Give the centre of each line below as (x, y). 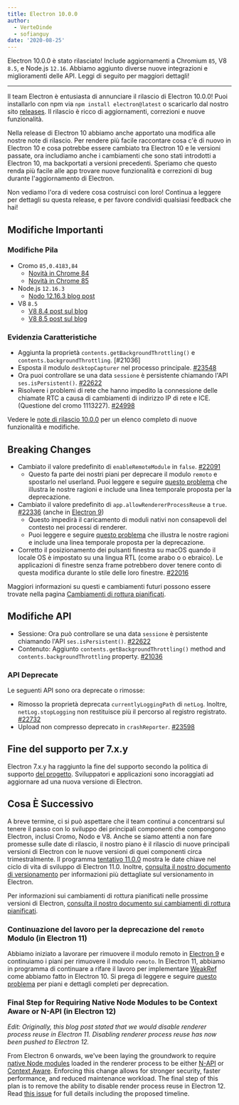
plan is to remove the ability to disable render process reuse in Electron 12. (117, 1086)
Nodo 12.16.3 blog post (62, 296)
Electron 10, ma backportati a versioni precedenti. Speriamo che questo (112, 163)
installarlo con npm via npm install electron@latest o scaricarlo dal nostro (118, 104)
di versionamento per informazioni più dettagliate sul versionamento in (111, 874)
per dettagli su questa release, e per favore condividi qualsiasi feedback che (119, 200)
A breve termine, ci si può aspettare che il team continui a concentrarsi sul (116, 821)
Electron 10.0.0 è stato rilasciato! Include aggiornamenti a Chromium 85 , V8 (117, 61)
